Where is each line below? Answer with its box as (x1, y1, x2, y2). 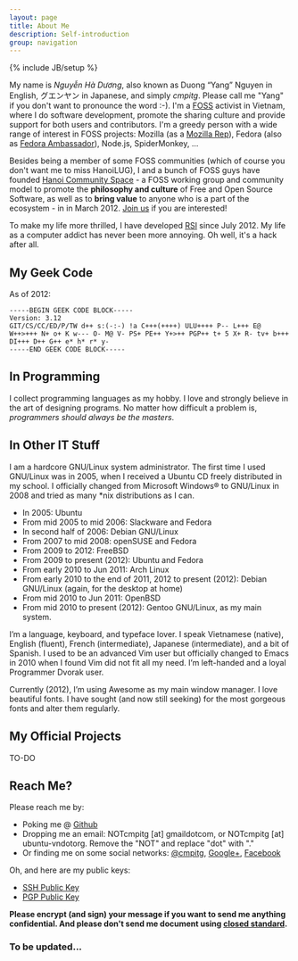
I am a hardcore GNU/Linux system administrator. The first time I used (9, 461, 266, 472)
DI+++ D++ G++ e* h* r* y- (9, 337, 110, 346)
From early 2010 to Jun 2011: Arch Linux (21, 564, 170, 575)
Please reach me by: (9, 802, 85, 813)
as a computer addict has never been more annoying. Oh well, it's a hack (9, 229, 277, 241)
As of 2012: (9, 289, 52, 300)
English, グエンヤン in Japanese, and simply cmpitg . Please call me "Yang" (9, 90, 284, 101)
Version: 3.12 (9, 314, 62, 323)
